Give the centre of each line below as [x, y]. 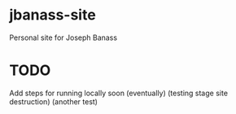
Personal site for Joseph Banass [63, 37]
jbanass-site [52, 15]
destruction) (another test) [54, 101]
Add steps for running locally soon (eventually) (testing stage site [119, 93]
